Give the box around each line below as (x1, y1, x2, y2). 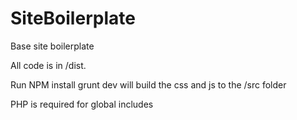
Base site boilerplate (10, 40, 95, 52)
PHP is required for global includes (10, 98, 154, 110)
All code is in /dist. (10, 59, 87, 71)
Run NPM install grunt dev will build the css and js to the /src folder (10, 78, 287, 91)
